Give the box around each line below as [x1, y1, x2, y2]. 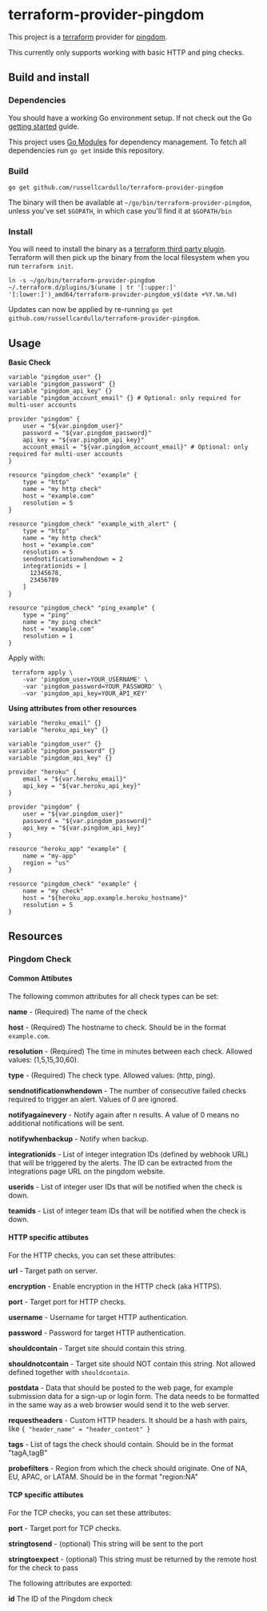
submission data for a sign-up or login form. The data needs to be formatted [8, 1391, 260, 1401]
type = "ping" [22, 611, 70, 619]
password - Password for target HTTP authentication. [8, 1328, 186, 1337]
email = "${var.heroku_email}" [22, 775, 127, 783]
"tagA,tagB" [8, 1448, 48, 1457]
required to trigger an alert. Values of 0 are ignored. [8, 1094, 178, 1104]
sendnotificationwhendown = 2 [22, 555, 124, 563]
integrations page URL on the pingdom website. [8, 1166, 165, 1176]
